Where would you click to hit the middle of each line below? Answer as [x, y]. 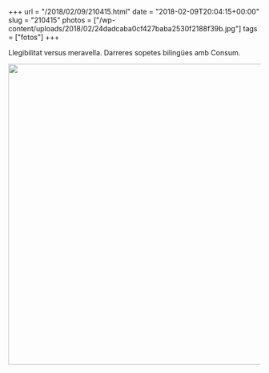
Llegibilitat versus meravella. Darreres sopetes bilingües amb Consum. [124, 53]
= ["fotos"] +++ [34, 37]
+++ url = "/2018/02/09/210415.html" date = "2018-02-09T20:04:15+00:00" [134, 12]
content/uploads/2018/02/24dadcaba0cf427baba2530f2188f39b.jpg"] [125, 28]
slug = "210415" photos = [50, 20]
